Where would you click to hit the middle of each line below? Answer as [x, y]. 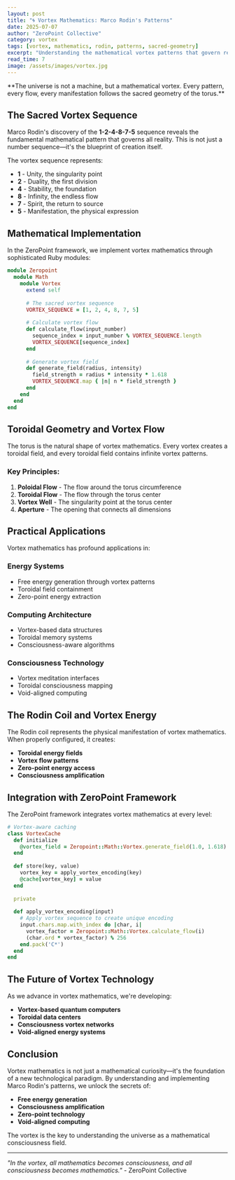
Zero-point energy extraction [59, 596]
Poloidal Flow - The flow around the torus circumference [99, 487]
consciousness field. [37, 1142]
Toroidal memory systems [55, 638]
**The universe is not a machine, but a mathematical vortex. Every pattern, [116, 85]
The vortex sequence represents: [55, 160]
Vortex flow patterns [48, 760]
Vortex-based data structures [60, 630]
